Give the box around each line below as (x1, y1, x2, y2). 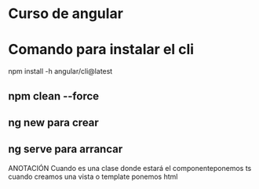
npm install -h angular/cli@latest (8, 67, 113, 76)
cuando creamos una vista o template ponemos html (8, 172, 178, 181)
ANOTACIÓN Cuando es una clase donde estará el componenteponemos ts (8, 163, 252, 173)
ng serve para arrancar (8, 143, 123, 156)
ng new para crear (8, 115, 100, 129)
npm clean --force (8, 89, 100, 103)
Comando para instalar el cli (8, 41, 195, 59)
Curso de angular (8, 5, 124, 23)
